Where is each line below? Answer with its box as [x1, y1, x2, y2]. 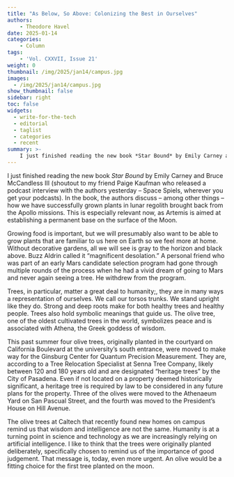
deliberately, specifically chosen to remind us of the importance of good [7, 446, 214, 455]
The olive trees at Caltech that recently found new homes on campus [7, 417, 205, 426]
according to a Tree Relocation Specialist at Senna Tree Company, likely [7, 359, 214, 368]
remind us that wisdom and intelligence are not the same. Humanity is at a [7, 425, 219, 433]
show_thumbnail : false [7, 88, 73, 95]
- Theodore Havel [19, 23, 70, 30]
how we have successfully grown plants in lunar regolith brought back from [7, 201, 224, 209]
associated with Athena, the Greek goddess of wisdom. [7, 324, 166, 332]
